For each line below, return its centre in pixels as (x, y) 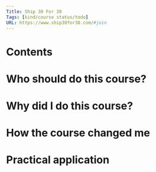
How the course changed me (78, 133)
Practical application (58, 160)
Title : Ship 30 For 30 (34, 12)
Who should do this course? (76, 79)
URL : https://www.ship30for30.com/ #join (57, 22)
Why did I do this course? (70, 106)
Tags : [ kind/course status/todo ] (47, 17)
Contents (30, 52)
